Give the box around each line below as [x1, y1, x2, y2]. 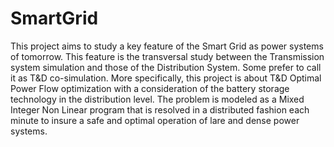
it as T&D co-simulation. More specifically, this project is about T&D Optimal [10, 72, 322, 84]
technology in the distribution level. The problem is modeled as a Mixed [10, 93, 305, 105]
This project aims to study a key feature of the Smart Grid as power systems [10, 40, 324, 52]
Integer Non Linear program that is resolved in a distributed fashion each [10, 103, 310, 116]
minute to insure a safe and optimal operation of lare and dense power [10, 114, 300, 126]
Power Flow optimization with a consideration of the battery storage [10, 82, 290, 94]
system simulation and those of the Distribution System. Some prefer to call [10, 61, 322, 73]
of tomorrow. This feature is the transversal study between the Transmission [10, 50, 325, 62]
